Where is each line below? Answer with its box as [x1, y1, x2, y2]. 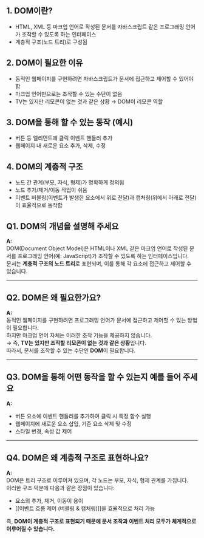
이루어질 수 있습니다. [6, 525, 55, 533]
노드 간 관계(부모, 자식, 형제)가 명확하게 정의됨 [15, 179, 124, 186]
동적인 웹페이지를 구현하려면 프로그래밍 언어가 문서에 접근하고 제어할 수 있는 [6, 316, 186, 324]
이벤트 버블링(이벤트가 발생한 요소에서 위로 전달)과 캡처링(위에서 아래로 [15, 194, 183, 202]
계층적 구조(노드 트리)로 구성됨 [15, 38, 88, 46]
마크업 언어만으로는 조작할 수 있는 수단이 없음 [15, 90, 123, 97]
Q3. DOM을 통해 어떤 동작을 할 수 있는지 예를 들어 [6, 372, 181, 383]
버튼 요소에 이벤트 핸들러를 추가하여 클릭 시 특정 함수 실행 [15, 412, 152, 420]
